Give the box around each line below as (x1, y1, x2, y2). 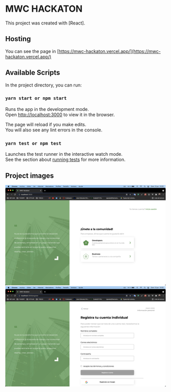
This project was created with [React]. (5, 20, 85, 26)
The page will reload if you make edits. (5, 121, 87, 127)
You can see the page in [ (5, 48, 59, 54)
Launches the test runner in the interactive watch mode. (5, 151, 123, 157)
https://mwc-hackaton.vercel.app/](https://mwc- (58, 48, 161, 54)
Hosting (5, 35, 32, 43)
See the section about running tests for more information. (5, 156, 126, 163)
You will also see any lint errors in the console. (5, 127, 103, 133)
